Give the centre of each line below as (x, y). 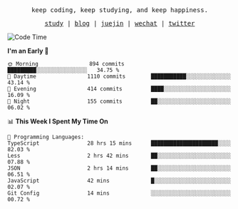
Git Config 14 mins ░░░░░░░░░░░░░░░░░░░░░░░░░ (119, 193)
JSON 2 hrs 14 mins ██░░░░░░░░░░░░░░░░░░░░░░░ (119, 168)
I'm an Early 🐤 (28, 51)
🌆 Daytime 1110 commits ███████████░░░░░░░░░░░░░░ (119, 76)
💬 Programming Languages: (46, 137)
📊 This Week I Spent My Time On (58, 121)
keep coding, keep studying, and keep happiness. (120, 10)
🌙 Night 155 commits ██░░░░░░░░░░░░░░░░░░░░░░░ (119, 101)
